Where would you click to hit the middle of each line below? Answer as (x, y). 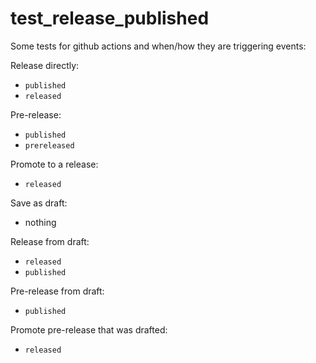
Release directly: (45, 65)
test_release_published (110, 18)
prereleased (49, 145)
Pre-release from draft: (57, 291)
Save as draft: (39, 203)
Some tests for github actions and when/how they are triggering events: (158, 46)
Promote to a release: (54, 164)
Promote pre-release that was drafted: (89, 329)
